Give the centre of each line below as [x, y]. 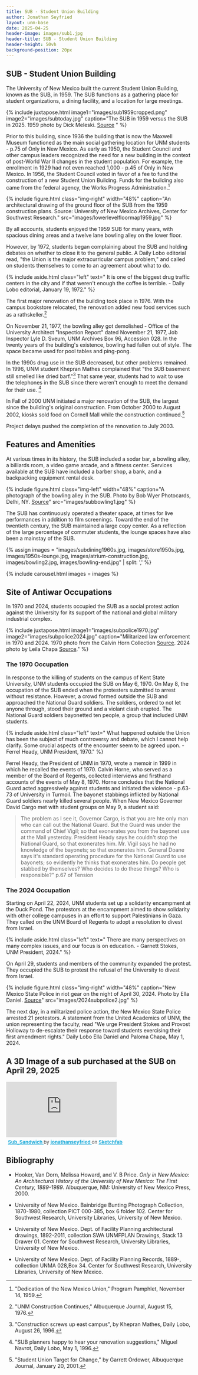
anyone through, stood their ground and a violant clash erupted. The [89, 709]
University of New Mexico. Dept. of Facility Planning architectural [94, 1229]
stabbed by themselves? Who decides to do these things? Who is [100, 868]
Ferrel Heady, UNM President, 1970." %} [55, 751]
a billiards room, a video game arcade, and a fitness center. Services [89, 465]
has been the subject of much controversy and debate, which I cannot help [97, 739]
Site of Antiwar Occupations [59, 592]
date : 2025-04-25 [27, 28]
